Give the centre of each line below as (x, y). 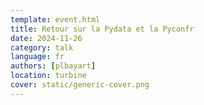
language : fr (37, 57)
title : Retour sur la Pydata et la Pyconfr (102, 29)
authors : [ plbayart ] (53, 66)
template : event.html (55, 19)
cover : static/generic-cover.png (80, 85)
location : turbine (48, 76)
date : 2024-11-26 (46, 38)
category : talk (42, 47)
